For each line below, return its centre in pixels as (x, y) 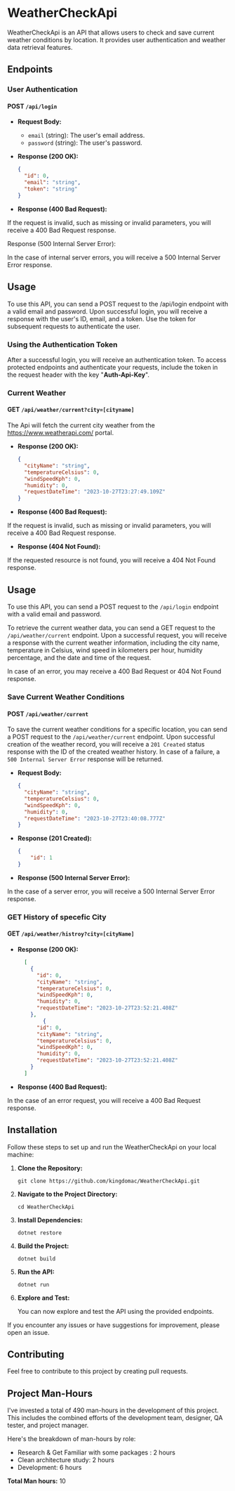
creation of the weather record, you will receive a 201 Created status (106, 744)
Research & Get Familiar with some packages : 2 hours (96, 1452)
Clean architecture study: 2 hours (66, 1460)
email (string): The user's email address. (86, 136)
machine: (21, 1154)
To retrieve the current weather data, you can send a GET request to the (111, 628)
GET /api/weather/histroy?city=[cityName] (71, 934)
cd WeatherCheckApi (46, 1207)
